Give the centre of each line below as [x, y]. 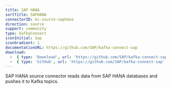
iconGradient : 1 [22, 43]
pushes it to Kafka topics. [32, 81]
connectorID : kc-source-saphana [39, 19]
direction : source [25, 24]
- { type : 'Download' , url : [41, 57]
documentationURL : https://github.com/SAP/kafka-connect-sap [72, 48]
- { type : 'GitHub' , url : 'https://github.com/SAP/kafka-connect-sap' [88, 62]
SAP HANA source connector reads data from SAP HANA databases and [81, 76]
